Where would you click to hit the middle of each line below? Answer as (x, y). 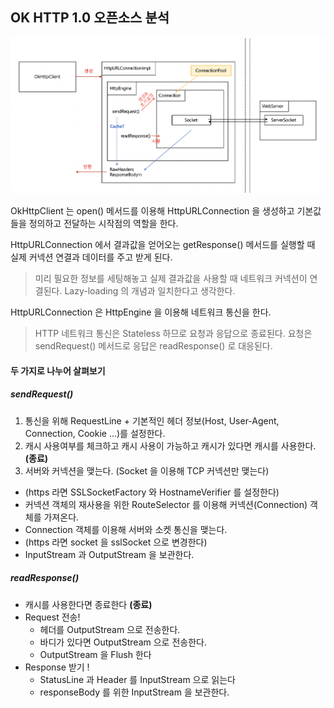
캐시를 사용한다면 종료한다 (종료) (88, 604)
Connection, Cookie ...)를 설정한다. (95, 433)
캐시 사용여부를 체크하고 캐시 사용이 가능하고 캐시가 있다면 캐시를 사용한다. (170, 445)
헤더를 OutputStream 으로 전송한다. (110, 629)
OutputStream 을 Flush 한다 (95, 654)
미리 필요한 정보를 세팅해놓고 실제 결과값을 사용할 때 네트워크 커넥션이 (171, 279)
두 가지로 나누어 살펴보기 (58, 370)
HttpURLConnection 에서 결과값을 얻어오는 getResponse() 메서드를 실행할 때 (163, 245)
